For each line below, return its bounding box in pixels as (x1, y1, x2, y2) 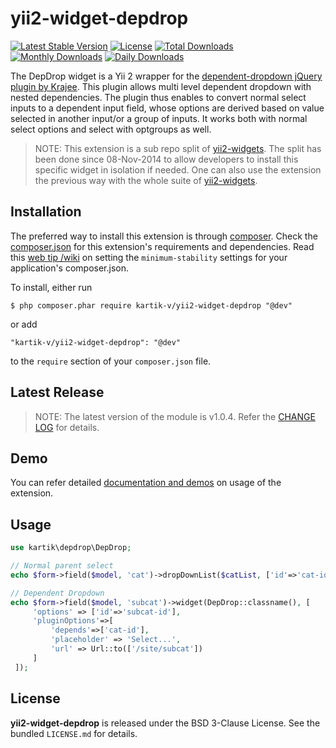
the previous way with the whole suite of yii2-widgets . (34, 174, 258, 186)
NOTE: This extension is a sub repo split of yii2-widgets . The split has (34, 142, 322, 154)
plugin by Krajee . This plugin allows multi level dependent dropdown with (10, 80, 312, 92)
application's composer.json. (10, 262, 130, 274)
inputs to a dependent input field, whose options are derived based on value (10, 102, 325, 114)
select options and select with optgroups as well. (10, 123, 212, 135)
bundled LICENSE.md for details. (10, 727, 138, 739)
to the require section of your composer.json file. (10, 355, 212, 367)
